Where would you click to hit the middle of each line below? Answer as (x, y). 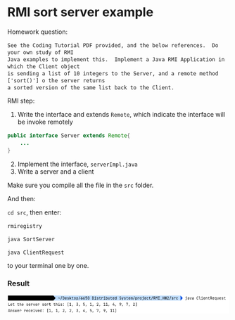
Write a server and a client (56, 171)
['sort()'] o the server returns (56, 81)
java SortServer (31, 239)
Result (19, 283)
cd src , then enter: (34, 212)
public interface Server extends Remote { (69, 135)
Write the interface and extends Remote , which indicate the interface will (121, 114)
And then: (21, 198)
